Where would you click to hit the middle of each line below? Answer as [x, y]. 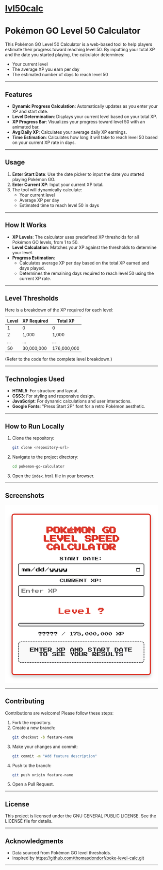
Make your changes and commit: [45, 747]
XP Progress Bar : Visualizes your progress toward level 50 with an [79, 121]
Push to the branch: [32, 765]
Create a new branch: [34, 728]
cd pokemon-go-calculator [38, 466]
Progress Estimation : [33, 258]
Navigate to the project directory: [45, 457]
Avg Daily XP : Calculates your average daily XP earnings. [69, 132]
